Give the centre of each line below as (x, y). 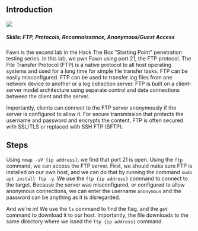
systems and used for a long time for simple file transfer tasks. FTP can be (97, 71)
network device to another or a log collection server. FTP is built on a (90, 84)
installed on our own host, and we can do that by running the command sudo (99, 172)
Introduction (30, 10)
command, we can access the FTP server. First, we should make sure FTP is (99, 166)
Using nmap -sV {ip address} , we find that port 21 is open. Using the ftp (94, 159)
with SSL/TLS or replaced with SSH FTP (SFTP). (65, 126)
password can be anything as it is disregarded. (63, 197)
